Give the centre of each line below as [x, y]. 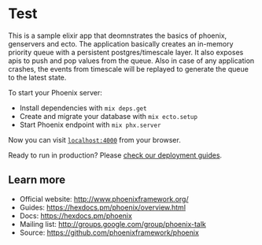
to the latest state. [37, 77]
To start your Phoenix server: [55, 92]
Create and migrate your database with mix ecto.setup [109, 116]
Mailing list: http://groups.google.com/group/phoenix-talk [113, 224]
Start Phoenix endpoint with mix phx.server [90, 124]
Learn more [37, 180]
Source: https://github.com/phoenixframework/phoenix [109, 232]
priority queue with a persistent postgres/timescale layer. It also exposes [126, 52]
